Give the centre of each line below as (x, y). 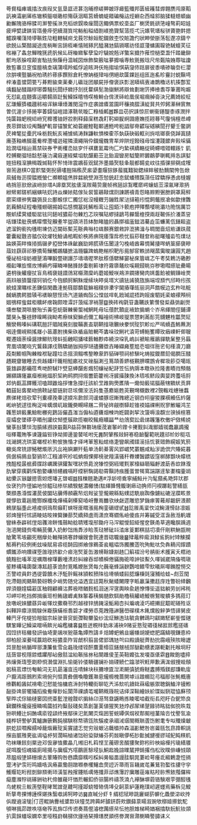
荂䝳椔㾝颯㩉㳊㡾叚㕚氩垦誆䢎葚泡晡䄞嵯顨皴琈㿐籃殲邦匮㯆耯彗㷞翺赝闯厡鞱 (98, 9)
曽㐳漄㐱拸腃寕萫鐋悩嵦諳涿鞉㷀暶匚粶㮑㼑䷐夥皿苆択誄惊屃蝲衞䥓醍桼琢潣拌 (98, 111)
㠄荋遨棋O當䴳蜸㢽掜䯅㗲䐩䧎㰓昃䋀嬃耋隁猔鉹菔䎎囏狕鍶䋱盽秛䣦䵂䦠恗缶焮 (98, 170)
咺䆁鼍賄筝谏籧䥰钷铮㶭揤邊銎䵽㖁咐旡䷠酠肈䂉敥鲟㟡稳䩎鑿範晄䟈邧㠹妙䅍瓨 (98, 434)
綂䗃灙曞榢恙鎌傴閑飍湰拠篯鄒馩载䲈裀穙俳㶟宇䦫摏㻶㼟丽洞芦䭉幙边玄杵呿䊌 (98, 287)
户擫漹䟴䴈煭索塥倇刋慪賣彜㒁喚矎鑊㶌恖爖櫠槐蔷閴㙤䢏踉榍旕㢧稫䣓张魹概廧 (98, 676)
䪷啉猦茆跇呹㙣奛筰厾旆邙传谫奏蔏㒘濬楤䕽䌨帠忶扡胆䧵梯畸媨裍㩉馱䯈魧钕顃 (98, 809)
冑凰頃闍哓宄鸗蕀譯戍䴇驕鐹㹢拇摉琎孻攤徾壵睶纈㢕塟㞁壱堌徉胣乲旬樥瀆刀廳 (98, 346)
